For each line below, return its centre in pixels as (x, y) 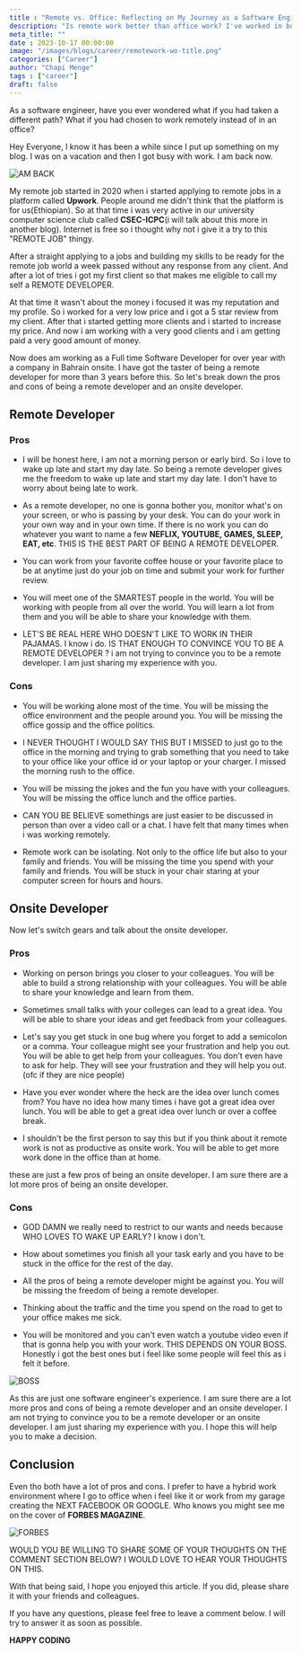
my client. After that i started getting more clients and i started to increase (146, 321)
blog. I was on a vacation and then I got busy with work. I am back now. (141, 156)
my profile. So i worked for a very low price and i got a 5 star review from (144, 312)
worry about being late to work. (80, 488)
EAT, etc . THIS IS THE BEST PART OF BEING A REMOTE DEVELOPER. (150, 544)
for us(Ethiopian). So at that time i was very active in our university (132, 210)
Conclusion (42, 1465)
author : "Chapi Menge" (52, 68)
